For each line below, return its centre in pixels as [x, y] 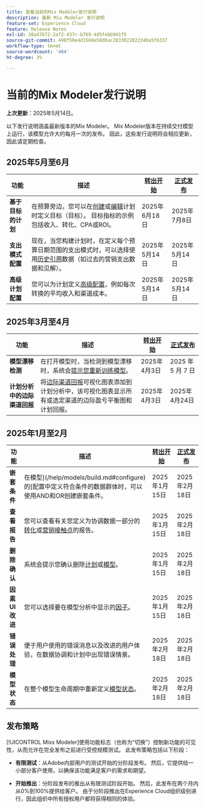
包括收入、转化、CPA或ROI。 [73, 225]
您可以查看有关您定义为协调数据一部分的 [82, 521]
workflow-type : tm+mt [34, 46]
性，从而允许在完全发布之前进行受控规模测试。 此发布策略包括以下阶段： [98, 749]
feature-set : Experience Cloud [46, 23]
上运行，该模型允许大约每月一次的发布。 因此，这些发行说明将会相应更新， [101, 133]
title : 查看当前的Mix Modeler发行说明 [51, 12]
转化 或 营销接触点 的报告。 [61, 530]
